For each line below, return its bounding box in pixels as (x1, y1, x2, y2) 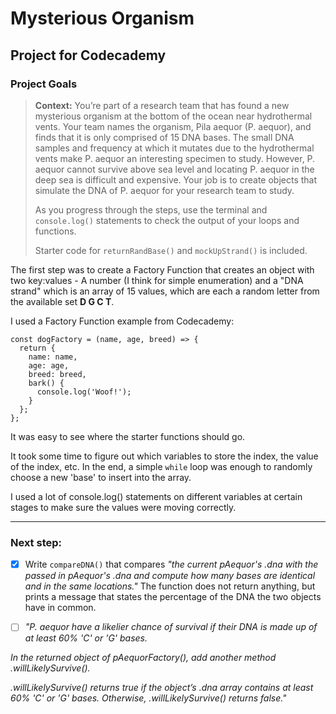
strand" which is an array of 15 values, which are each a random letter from (10, 285, 320, 297)
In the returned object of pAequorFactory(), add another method (10, 652, 277, 664)
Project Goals (10, 77, 78, 91)
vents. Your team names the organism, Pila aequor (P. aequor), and (34, 120, 312, 132)
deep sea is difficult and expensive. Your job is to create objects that (34, 173, 318, 186)
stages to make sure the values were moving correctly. (10, 501, 237, 513)
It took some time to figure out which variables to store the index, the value (10, 450, 319, 462)
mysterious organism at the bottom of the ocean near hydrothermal (34, 110, 313, 122)
